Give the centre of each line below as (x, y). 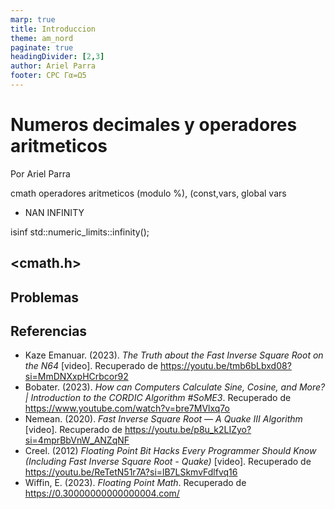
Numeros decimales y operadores (154, 125)
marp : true (33, 19)
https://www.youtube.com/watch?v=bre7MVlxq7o (127, 408)
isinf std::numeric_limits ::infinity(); (80, 232)
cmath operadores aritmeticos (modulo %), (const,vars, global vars (148, 193)
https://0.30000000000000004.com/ (102, 493)
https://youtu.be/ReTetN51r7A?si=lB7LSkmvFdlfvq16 (131, 472)
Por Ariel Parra (40, 173)
